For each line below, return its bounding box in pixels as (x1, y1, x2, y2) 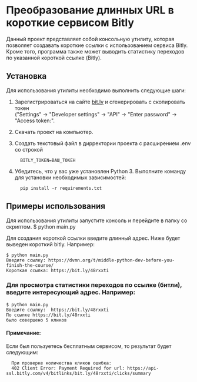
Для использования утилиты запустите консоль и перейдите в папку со (6, 217, 188, 224)
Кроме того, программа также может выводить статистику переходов (6, 48, 185, 55)
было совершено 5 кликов (6, 317, 67, 323)
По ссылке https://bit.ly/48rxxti (6, 312, 91, 318)
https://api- (127, 366, 159, 371)
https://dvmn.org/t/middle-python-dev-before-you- (48, 257, 175, 263)
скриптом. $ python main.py (6, 223, 76, 230)
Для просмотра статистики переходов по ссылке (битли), (6, 281, 182, 289)
